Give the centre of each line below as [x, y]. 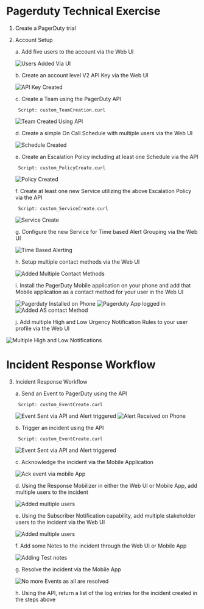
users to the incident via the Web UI [60, 522]
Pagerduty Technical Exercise [83, 11]
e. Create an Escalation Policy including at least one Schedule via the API [107, 157]
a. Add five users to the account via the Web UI [74, 51]
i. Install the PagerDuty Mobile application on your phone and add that [103, 285]
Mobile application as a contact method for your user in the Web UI [99, 292]
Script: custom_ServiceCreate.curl [63, 208]
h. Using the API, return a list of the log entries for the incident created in [106, 593]
